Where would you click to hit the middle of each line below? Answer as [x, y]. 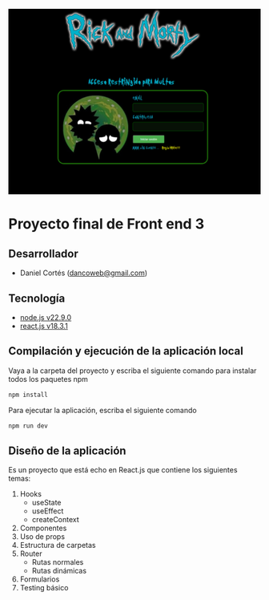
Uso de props [42, 537]
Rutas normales [58, 562]
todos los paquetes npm [48, 379]
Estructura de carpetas [58, 545]
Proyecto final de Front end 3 [106, 224]
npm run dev [28, 426]
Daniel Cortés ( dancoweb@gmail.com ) [84, 273]
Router [31, 553]
